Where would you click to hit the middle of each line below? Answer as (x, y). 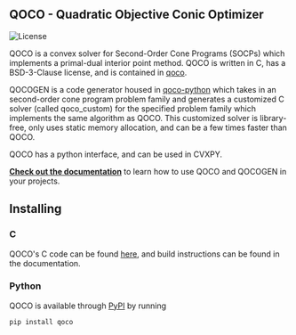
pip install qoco (41, 322)
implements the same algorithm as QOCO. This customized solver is (134, 118)
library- (273, 118)
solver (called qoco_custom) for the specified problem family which (132, 108)
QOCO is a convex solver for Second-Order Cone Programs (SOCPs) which (147, 53)
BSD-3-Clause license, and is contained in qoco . (98, 72)
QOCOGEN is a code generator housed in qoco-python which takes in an (143, 89)
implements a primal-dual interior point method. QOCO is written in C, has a (148, 62)
